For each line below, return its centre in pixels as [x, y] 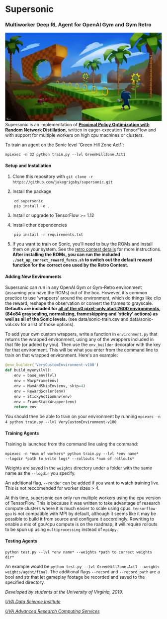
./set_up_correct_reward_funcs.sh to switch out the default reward [82, 260]
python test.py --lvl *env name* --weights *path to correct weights [79, 552]
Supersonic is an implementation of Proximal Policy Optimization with [78, 124]
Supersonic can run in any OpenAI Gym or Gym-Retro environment [74, 287]
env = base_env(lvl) [35, 376]
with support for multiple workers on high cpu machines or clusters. [75, 135]
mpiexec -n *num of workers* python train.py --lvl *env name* [72, 454]
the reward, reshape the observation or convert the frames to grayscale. [79, 303]
